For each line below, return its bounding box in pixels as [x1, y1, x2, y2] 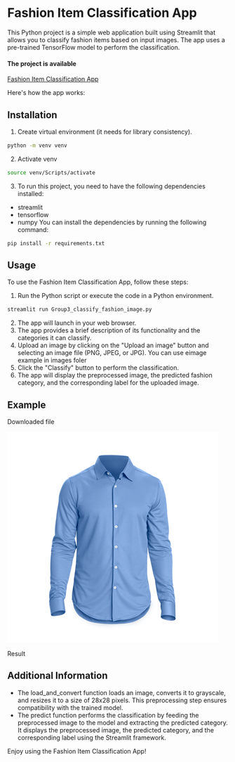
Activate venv [17, 155, 58, 163]
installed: [17, 189, 44, 198]
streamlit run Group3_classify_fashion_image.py [7, 306, 152, 314]
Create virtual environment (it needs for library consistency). [17, 127, 193, 136]
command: [17, 225, 49, 233]
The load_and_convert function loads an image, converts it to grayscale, [17, 688, 227, 697]
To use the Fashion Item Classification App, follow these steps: [7, 278, 189, 286]
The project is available [7, 59, 77, 67]
